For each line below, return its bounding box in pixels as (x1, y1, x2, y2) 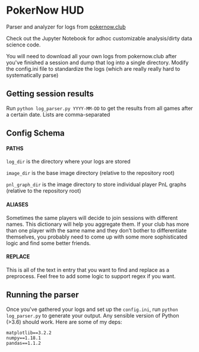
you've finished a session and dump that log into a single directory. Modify (6, 59, 189, 66)
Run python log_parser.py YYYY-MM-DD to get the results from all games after (6, 105, 193, 112)
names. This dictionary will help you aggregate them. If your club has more (6, 221, 189, 228)
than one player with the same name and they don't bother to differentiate (6, 227, 187, 234)
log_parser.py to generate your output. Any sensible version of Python (6, 312, 179, 319)
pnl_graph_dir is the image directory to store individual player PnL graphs (6, 181, 187, 188)
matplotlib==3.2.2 (6, 329, 52, 336)
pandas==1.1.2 (6, 340, 42, 346)
